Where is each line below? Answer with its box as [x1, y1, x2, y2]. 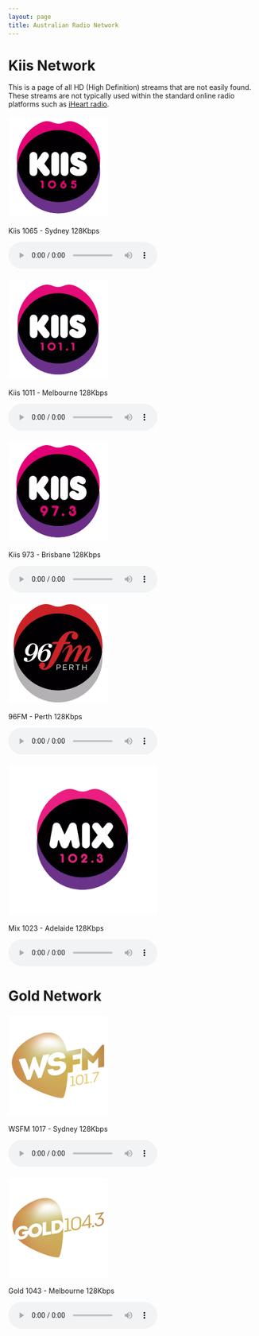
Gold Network [8, 986, 102, 1005]
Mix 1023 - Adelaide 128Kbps [8, 924, 105, 933]
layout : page [8, 13, 52, 21]
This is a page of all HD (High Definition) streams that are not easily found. [8, 83, 252, 92]
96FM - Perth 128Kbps [8, 712, 83, 722]
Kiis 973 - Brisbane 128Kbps [8, 550, 101, 560]
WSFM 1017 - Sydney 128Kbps [8, 1125, 109, 1134]
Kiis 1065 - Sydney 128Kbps [8, 227, 100, 236]
